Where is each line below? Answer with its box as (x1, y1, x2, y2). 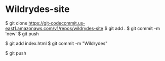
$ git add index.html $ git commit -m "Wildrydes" (5, 40, 108, 46)
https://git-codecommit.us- (28, 20, 85, 26)
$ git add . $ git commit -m (104, 25, 160, 31)
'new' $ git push (5, 30, 39, 36)
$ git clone (5, 20, 28, 26)
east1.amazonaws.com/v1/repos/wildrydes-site (5, 25, 104, 31)
